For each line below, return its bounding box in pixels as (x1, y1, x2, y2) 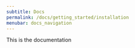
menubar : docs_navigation (6, 20, 72, 26)
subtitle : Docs (6, 8, 45, 15)
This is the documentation (6, 37, 72, 44)
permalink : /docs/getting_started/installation (6, 14, 130, 20)
